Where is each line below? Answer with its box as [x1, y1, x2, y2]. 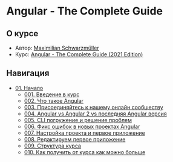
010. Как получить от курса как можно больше [24, 148, 146, 155]
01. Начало [15, 84, 44, 91]
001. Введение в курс [24, 91, 80, 98]
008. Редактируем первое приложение [24, 135, 126, 143]
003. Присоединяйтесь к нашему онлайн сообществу [24, 103, 163, 111]
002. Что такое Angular [24, 97, 83, 104]
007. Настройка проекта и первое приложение [24, 129, 145, 137]
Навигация [6, 68, 50, 79]
